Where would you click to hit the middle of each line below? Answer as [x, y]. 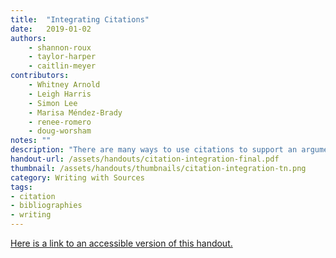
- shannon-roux [60, 47]
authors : [28, 38]
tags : [21, 187]
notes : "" [31, 141]
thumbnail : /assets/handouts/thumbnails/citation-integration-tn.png [158, 168]
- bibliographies [46, 206]
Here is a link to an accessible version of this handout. [121, 243]
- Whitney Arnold [64, 85]
